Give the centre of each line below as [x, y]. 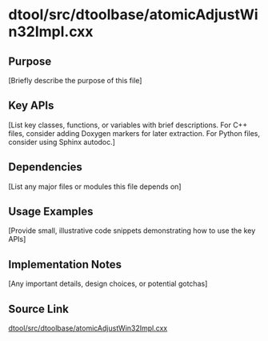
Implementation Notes [65, 265]
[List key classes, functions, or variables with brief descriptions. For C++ [128, 125]
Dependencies [45, 167]
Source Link [39, 309]
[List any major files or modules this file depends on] [95, 187]
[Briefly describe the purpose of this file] [75, 80]
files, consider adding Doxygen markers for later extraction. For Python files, [134, 133]
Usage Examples [51, 212]
